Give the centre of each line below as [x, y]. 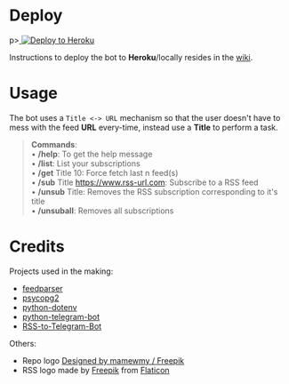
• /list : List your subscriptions [85, 163]
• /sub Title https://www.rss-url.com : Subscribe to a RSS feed [144, 182]
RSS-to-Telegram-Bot [62, 326]
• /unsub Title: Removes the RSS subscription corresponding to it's [154, 191]
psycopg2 [40, 298]
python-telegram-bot [61, 316]
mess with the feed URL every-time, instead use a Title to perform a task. [144, 127]
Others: [23, 343]
